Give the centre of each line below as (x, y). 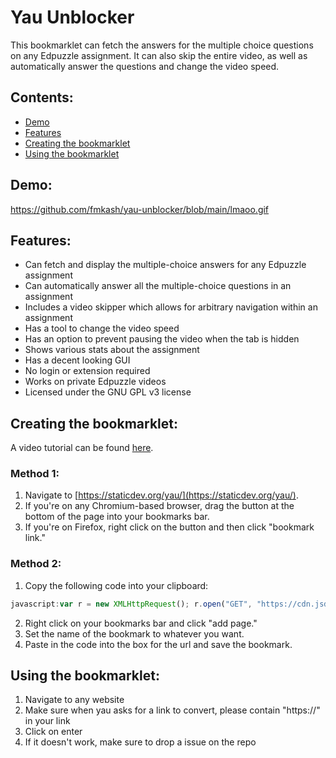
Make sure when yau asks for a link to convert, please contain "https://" (172, 710)
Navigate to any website (74, 700)
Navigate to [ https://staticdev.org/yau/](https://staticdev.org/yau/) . (161, 495)
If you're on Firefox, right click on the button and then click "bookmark (169, 527)
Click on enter (53, 732)
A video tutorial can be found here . (82, 448)
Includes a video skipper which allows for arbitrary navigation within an (171, 307)
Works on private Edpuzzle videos (95, 382)
